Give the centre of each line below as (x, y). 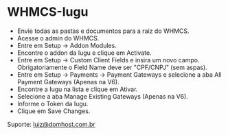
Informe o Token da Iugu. (53, 103)
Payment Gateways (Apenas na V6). (68, 82)
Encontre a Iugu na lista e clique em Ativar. (77, 89)
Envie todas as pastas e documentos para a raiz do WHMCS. (103, 31)
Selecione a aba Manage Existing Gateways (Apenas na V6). (103, 96)
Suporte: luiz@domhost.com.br (52, 124)
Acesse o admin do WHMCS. (58, 38)
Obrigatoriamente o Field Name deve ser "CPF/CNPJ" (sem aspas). (112, 67)
